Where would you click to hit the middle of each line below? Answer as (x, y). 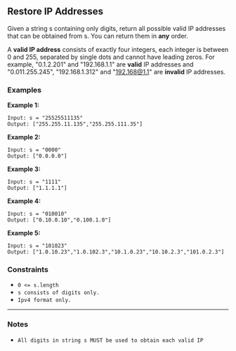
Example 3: (24, 169)
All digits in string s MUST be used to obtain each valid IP (110, 340)
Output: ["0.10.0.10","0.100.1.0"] (59, 220)
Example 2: (24, 137)
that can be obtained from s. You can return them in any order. (98, 36)
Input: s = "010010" (38, 214)
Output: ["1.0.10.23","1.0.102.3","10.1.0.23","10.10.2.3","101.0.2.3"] (116, 252)
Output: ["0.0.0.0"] (38, 156)
